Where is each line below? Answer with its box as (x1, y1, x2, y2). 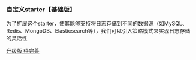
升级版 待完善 (6, 48, 40, 55)
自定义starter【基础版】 (6, 5, 76, 13)
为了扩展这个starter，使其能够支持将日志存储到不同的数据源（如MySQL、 (6, 20, 188, 27)
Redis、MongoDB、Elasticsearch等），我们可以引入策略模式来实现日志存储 (6, 27, 191, 34)
